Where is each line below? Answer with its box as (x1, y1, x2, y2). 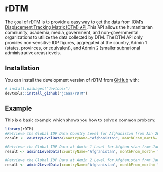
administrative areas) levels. (5, 50, 61, 56)
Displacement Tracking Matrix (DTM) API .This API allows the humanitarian (5, 24, 153, 30)
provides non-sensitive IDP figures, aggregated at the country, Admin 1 (5, 39, 147, 45)
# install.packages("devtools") (5, 86, 70, 91)
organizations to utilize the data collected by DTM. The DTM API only (5, 34, 143, 40)
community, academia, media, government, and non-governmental (5, 29, 139, 35)
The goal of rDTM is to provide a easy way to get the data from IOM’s (5, 19, 144, 25)
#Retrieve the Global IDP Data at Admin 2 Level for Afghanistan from (5, 157, 151, 163)
